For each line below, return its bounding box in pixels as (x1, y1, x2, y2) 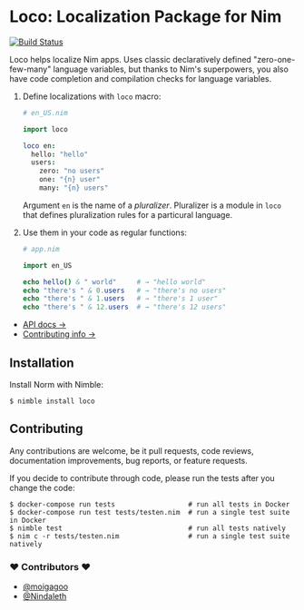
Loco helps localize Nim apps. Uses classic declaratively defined (9, 54, 252, 64)
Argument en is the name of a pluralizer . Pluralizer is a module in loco (22, 200, 282, 211)
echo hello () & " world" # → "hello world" (22, 277, 207, 287)
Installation (9, 355, 74, 370)
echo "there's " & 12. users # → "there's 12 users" (22, 302, 227, 312)
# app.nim (22, 244, 61, 253)
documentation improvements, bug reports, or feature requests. (9, 455, 248, 466)
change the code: (9, 482, 75, 493)
